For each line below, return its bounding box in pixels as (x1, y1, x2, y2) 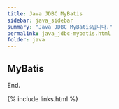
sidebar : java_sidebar (7, 17, 73, 24)
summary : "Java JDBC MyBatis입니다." (7, 23, 113, 30)
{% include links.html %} (7, 94, 78, 103)
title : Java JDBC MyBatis (7, 10, 83, 18)
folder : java (7, 37, 45, 44)
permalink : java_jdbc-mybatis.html (7, 30, 111, 37)
